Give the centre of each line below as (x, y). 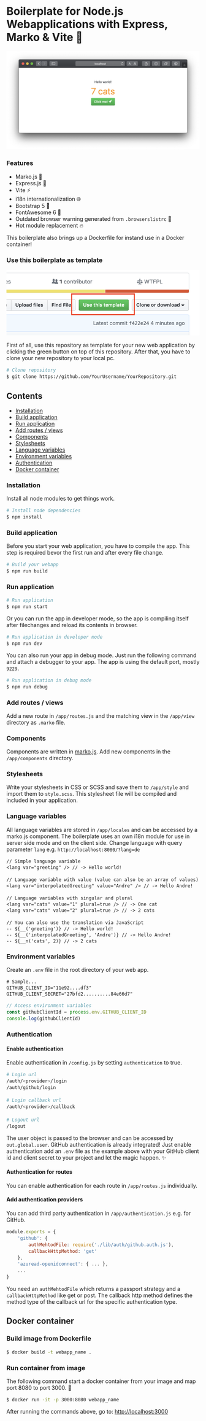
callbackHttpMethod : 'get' (63, 1251)
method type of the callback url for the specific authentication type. (92, 1302)
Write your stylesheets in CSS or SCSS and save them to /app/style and (97, 787)
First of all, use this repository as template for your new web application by (101, 345)
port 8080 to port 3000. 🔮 (39, 1387)
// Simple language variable (44, 861)
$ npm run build (27, 571)
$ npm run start (27, 607)
